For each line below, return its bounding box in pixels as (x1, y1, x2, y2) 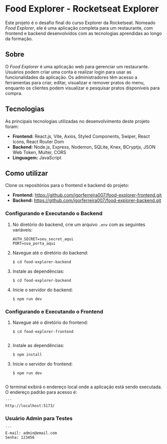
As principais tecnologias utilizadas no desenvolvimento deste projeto (5, 118, 150, 124)
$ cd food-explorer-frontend (12, 329, 74, 334)
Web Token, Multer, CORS (12, 149, 67, 155)
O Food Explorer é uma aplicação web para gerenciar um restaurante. (5, 63, 149, 69)
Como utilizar (5, 169, 49, 177)
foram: (5, 124, 19, 130)
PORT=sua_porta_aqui (12, 241, 56, 246)
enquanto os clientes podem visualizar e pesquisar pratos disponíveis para (5, 85, 160, 91)
